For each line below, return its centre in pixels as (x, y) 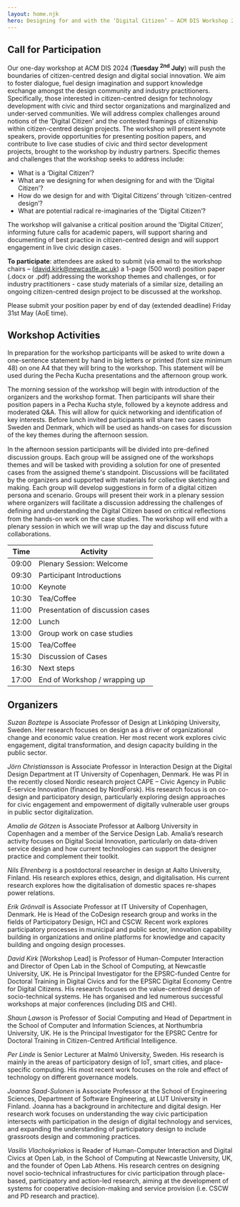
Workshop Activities (54, 335)
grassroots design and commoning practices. (74, 1136)
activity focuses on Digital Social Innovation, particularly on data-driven (112, 841)
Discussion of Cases (73, 656)
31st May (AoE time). (38, 313)
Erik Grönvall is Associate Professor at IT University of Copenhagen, (108, 906)
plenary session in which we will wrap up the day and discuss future (108, 526)
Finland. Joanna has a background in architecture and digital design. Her (114, 1106)
